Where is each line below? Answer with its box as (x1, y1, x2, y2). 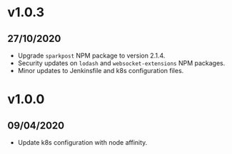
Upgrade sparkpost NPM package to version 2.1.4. (17, 51, 166, 60)
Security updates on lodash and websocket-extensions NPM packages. (17, 59, 226, 67)
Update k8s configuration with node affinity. (17, 138, 148, 146)
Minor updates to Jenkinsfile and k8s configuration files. (17, 67, 184, 75)
